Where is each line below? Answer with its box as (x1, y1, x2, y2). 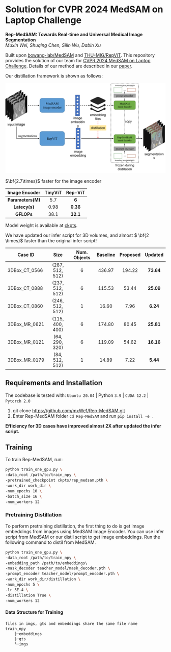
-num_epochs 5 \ (5, 582, 40, 587)
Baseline (96, 252, 116, 258)
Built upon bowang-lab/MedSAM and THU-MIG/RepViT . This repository (5, 52, 155, 58)
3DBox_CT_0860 (7, 303, 43, 309)
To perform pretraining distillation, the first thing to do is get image (5, 523, 145, 529)
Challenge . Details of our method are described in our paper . (5, 63, 133, 69)
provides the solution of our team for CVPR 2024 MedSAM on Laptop (5, 57, 151, 63)
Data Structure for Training (5, 609, 64, 615)
